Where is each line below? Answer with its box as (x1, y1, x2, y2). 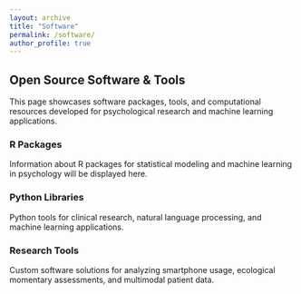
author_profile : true (9, 38, 92, 48)
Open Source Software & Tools (9, 72, 186, 87)
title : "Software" (9, 22, 79, 31)
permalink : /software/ (9, 30, 95, 39)
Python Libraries (9, 191, 84, 204)
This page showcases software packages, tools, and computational (9, 96, 261, 107)
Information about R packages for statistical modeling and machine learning (9, 159, 293, 170)
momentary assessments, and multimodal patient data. (9, 274, 215, 285)
